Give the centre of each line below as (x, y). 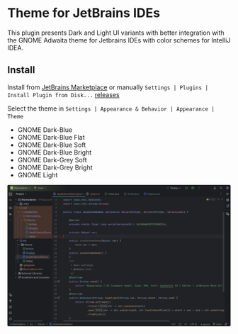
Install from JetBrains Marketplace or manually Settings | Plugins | (108, 87)
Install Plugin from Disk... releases (63, 94)
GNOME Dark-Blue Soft (52, 145)
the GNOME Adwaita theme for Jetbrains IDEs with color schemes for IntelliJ (119, 40)
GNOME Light (38, 174)
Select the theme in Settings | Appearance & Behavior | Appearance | (111, 108)
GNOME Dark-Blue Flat (51, 137)
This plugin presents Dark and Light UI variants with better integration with (116, 33)
